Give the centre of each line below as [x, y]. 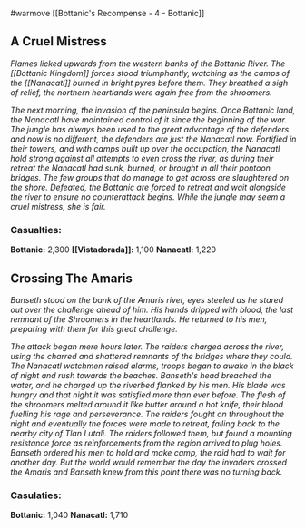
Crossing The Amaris [71, 278]
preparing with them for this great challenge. [94, 328]
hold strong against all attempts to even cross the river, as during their [143, 158]
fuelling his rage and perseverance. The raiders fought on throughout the [148, 414]
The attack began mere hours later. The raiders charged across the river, [148, 346]
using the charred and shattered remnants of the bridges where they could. [152, 356]
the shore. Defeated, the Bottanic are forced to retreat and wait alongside [148, 187]
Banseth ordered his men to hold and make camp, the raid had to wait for [148, 452]
